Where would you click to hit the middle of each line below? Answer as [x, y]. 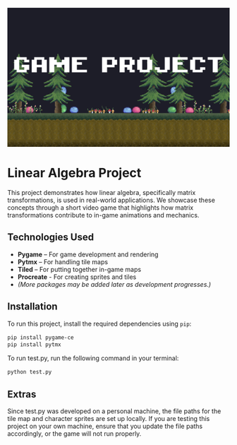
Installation [32, 307]
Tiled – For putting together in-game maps [79, 269]
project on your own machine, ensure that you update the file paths [105, 426]
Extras [22, 394]
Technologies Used [50, 237]
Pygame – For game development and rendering [88, 254]
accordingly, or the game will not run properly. [74, 434]
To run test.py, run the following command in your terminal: [93, 358]
